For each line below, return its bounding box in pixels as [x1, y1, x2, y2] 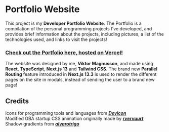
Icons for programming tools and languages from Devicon [5, 110, 126, 116]
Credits [5, 97, 29, 105]
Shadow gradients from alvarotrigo [5, 121, 79, 127]
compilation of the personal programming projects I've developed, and [5, 25, 152, 31]
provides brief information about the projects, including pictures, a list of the [5, 31, 164, 37]
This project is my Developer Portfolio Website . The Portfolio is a [5, 20, 142, 26]
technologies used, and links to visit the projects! [5, 36, 107, 42]
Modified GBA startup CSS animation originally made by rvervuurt [5, 115, 144, 122]
